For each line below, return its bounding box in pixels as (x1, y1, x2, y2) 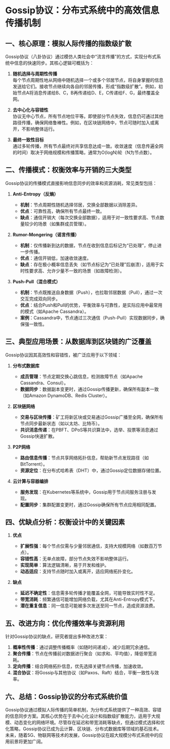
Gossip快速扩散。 (20, 433, 57, 439)
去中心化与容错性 (12, 107, 49, 113)
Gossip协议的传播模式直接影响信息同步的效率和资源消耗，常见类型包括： (5, 180, 157, 186)
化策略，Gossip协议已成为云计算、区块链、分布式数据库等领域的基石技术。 (5, 726, 162, 732)
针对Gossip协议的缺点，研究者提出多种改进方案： (5, 633, 109, 640)
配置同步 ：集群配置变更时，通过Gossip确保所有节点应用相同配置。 (20, 501, 159, 508)
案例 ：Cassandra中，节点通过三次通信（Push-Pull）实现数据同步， (20, 314, 160, 320)
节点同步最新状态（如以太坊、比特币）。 (20, 420, 103, 427)
